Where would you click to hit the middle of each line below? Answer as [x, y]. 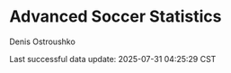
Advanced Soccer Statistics [115, 17]
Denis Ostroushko [43, 41]
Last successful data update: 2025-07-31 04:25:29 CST [113, 59]
